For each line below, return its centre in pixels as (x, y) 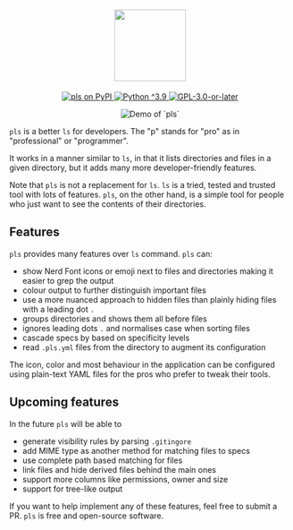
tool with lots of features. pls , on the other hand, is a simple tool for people (147, 194)
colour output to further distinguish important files (114, 290)
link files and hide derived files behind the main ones (119, 469)
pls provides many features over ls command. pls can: (111, 253)
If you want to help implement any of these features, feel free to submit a (143, 506)
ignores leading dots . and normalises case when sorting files (136, 328)
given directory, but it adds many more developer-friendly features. (133, 167)
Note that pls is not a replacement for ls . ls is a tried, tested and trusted (142, 184)
